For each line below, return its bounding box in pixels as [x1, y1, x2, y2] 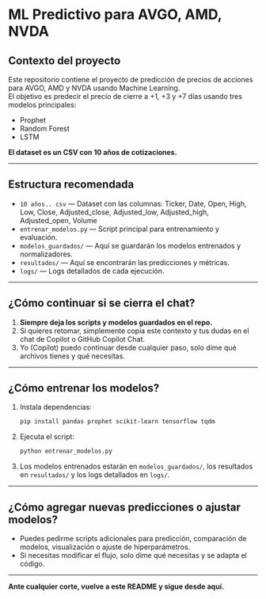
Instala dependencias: [19, 402, 93, 412]
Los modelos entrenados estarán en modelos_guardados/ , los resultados [19, 461, 253, 472]
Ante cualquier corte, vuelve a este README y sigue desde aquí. [8, 582, 224, 591]
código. [19, 559, 45, 568]
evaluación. [19, 232, 58, 242]
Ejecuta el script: [19, 432, 75, 442]
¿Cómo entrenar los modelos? [8, 381, 160, 395]
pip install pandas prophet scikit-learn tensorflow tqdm [19, 418, 215, 426]
